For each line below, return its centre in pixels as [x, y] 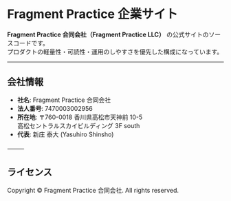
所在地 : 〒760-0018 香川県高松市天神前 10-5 [80, 117]
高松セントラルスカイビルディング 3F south [78, 125]
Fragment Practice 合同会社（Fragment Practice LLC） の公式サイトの [108, 34]
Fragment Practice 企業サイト [92, 14]
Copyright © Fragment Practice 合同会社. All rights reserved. [93, 190]
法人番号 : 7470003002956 [55, 108]
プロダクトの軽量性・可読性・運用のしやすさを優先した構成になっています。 [115, 52]
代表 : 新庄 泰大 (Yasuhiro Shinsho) [65, 134]
